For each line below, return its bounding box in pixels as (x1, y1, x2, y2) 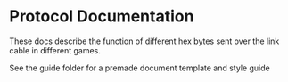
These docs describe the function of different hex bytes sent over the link (9, 36, 280, 46)
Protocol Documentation (9, 6, 194, 27)
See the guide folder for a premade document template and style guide (9, 62, 270, 73)
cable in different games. (9, 45, 101, 55)
